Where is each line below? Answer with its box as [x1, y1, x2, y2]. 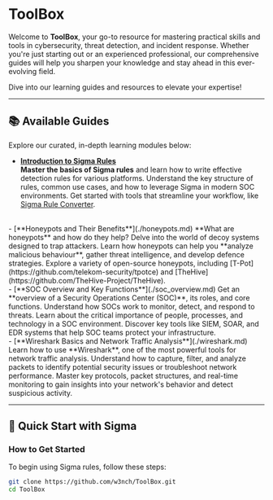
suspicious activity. [8, 388, 73, 397]
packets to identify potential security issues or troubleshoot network [8, 362, 237, 371]
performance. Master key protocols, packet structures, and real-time [8, 371, 238, 380]
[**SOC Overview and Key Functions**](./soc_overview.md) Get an [13, 284, 240, 294]
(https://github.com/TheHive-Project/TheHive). [8, 275, 167, 285]
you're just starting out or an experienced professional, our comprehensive [8, 49, 259, 59]
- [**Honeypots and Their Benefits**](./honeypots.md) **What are [8, 223, 235, 233]
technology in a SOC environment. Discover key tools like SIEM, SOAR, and [8, 318, 259, 328]
